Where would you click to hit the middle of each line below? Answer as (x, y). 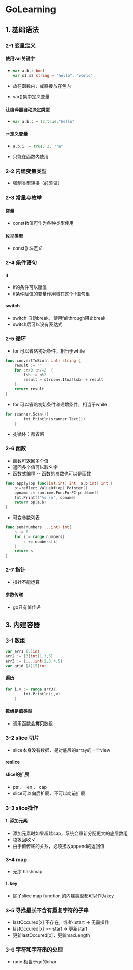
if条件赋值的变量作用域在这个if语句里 (51, 294)
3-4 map (16, 860)
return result (29, 389)
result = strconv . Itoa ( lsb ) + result (63, 380)
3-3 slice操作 (22, 808)
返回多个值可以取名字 (35, 467)
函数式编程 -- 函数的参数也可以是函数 (52, 473)
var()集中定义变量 (31, 97)
